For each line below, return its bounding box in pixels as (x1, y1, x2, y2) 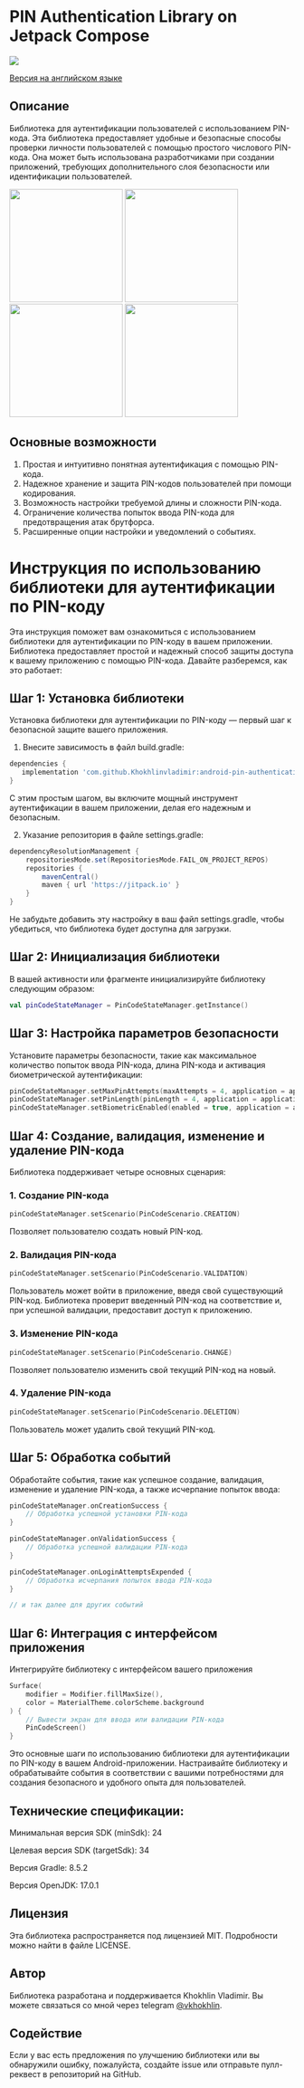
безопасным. (9, 812, 61, 823)
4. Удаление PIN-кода (9, 1387, 111, 1399)
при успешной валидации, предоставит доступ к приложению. (9, 1305, 253, 1316)
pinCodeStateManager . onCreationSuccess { (9, 1501, 168, 1511)
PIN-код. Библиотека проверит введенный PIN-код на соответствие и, (9, 1295, 282, 1306)
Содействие (9, 2026, 83, 2042)
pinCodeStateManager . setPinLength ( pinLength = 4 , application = (9, 1095, 257, 1104)
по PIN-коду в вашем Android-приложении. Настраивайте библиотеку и (9, 1758, 288, 1769)
